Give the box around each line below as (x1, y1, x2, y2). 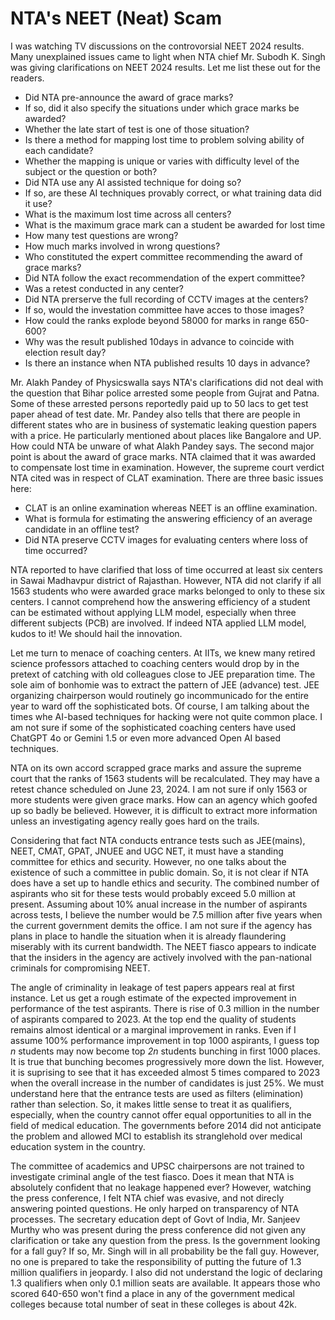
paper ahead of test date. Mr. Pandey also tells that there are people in (10, 408, 301, 420)
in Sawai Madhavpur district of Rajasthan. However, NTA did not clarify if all (10, 574, 322, 586)
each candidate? (24, 144, 94, 156)
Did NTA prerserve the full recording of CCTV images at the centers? (24, 293, 309, 305)
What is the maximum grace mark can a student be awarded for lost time (24, 218, 326, 231)
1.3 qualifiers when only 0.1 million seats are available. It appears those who (10, 1277, 321, 1289)
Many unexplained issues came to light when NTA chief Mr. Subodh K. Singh (10, 50, 326, 62)
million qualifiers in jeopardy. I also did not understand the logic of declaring (10, 1266, 323, 1278)
